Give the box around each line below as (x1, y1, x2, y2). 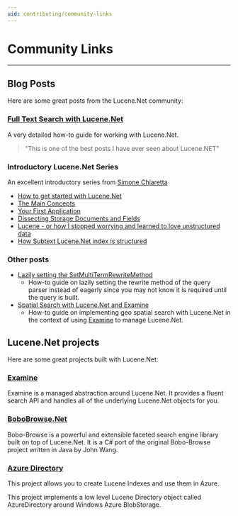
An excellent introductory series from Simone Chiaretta (7, 178, 168, 186)
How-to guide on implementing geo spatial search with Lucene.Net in (28, 308, 231, 317)
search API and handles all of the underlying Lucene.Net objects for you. (7, 396, 220, 405)
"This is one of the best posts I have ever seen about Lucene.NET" (24, 144, 220, 152)
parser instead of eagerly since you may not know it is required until (28, 286, 227, 294)
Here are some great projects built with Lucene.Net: (7, 355, 159, 364)
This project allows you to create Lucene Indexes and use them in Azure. (7, 479, 220, 488)
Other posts (7, 254, 50, 264)
